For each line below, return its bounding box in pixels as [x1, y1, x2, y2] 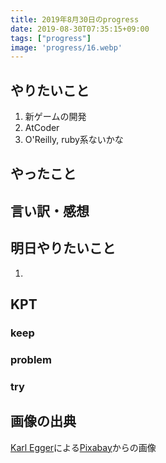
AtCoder [24, 122, 60, 134]
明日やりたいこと [10, 240, 116, 257]
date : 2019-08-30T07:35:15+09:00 [10, 24, 150, 34]
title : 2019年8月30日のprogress [10, 14, 140, 25]
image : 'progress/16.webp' [10, 42, 123, 53]
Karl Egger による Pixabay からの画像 [10, 441, 157, 453]
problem [10, 352, 53, 366]
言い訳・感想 [10, 202, 90, 220]
